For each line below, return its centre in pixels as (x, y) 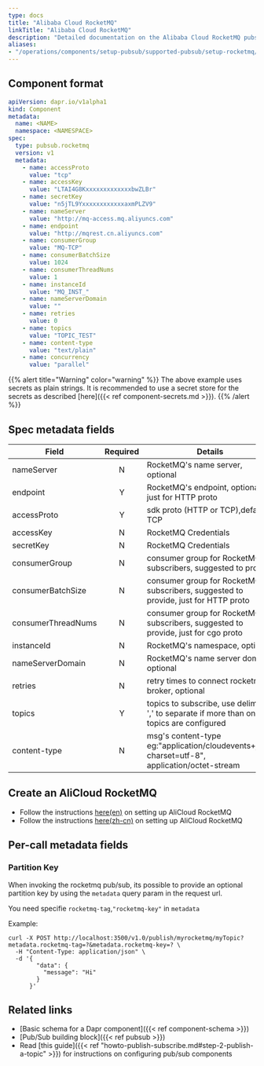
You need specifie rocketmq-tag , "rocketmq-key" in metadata (104, 908)
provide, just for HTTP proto (198, 600)
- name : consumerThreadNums (68, 269)
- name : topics (47, 328)
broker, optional (176, 691)
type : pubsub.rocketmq (52, 146)
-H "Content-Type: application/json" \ (81, 951)
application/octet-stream (193, 765)
